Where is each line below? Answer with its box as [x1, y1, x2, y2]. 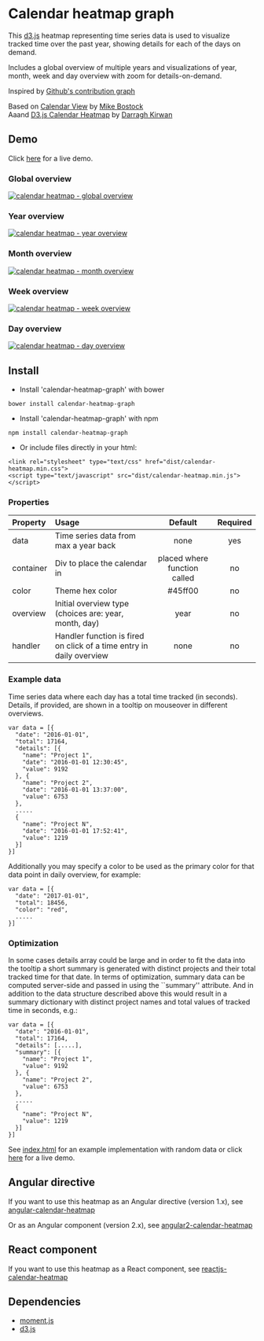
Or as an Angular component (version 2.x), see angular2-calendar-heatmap [8, 1220, 253, 1229]
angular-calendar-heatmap [8, 1205, 96, 1214]
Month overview [8, 249, 72, 260]
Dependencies [8, 1295, 81, 1308]
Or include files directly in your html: [19, 443, 137, 452]
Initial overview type [54, 599, 130, 610]
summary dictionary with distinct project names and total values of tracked [8, 997, 251, 1007]
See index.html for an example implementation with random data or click [8, 1144, 243, 1154]
